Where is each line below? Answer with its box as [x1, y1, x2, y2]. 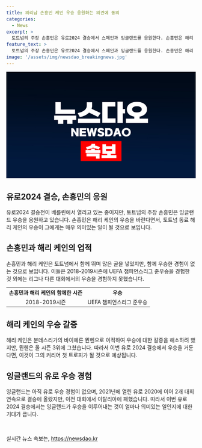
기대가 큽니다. [6, 411, 39, 417]
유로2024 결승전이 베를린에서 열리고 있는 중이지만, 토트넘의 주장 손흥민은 [6, 209, 179, 216]
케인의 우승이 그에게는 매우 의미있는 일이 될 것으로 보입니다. [12, 224, 152, 231]
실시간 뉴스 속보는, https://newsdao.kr [6, 435, 98, 442]
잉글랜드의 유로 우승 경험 [6, 370, 92, 381]
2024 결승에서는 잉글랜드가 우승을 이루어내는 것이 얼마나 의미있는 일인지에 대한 [6, 403, 193, 410]
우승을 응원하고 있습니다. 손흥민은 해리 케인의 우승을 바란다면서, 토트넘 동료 [12, 216, 189, 224]
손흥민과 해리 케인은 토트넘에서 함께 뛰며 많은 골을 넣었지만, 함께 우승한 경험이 [6, 260, 189, 267]
